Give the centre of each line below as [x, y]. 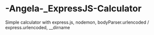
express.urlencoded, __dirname [38, 27]
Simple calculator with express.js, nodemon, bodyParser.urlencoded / [77, 22]
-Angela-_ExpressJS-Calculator [73, 9]
